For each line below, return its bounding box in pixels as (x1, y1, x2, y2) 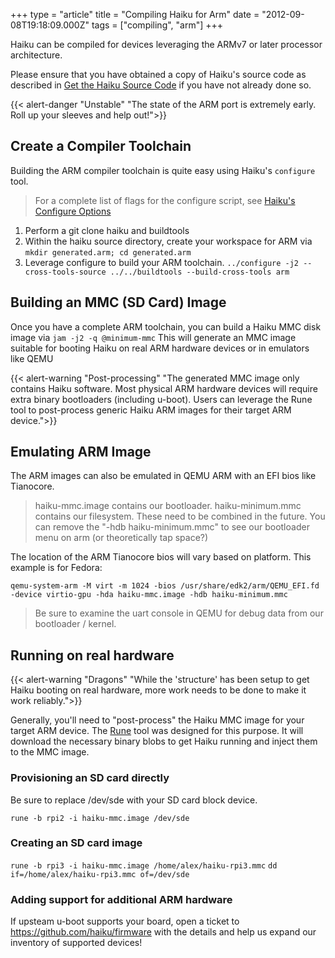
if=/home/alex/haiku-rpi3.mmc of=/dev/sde (10, 869, 190, 879)
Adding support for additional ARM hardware (10, 892, 233, 906)
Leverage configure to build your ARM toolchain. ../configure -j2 (24, 256, 299, 268)
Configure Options (34, 205, 112, 217)
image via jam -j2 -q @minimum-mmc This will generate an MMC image (10, 331, 297, 343)
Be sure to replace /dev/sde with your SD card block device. (10, 794, 258, 806)
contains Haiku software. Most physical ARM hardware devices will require (10, 382, 318, 394)
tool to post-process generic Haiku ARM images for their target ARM (10, 404, 292, 416)
